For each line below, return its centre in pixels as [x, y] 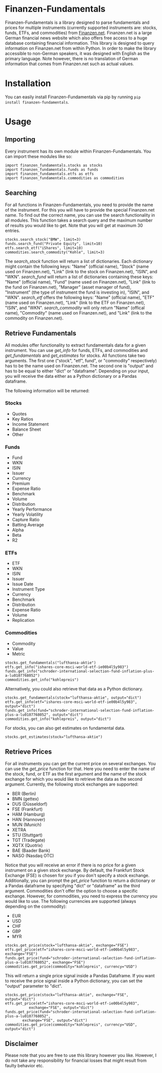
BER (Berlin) [24, 793]
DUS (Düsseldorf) [29, 804]
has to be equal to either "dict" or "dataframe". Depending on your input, [77, 371]
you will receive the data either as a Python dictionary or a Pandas [71, 376]
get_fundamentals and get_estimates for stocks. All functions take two [75, 355]
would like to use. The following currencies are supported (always [71, 901]
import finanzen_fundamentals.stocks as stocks [54, 165]
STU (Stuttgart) [27, 835]
